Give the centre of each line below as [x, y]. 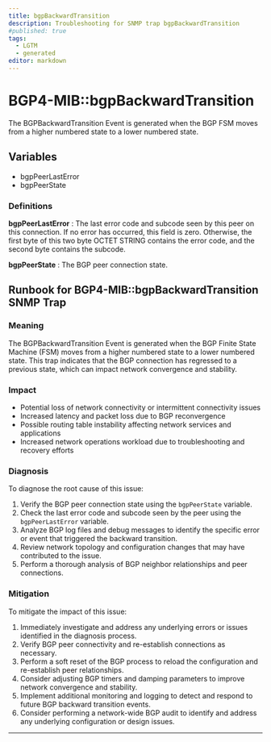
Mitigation [29, 594]
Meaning [26, 326]
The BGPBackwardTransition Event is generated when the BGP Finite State [132, 343]
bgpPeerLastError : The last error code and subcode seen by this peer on [131, 223]
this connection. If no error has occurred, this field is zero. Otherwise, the [130, 231]
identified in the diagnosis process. [78, 636]
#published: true [38, 31]
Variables [33, 157]
